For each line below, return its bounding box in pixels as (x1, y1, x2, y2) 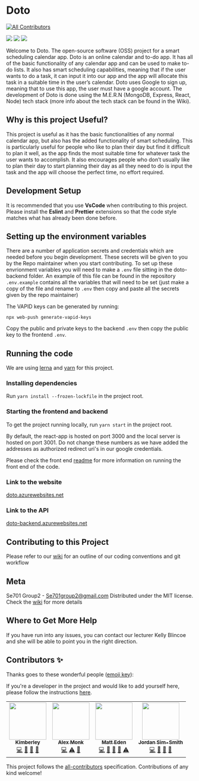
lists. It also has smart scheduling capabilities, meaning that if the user (14, 66, 186, 73)
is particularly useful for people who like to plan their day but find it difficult (6, 143, 190, 150)
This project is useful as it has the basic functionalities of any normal (6, 130, 174, 137)
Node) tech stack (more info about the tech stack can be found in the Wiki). (6, 98, 191, 105)
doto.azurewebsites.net (6, 491, 64, 498)
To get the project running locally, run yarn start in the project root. (6, 421, 173, 428)
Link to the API (6, 506, 49, 515)
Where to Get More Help (6, 616, 97, 626)
